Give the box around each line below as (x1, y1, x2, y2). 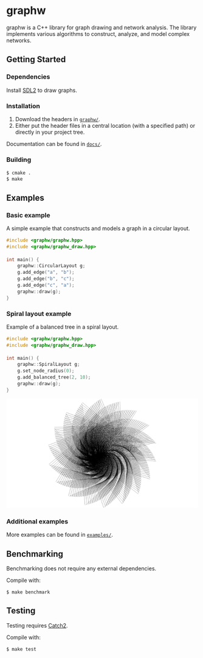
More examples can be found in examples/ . (6, 531, 114, 539)
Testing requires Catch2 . (6, 621, 68, 629)
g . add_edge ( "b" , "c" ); (17, 276, 75, 282)
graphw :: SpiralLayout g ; (17, 362, 80, 368)
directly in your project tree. (15, 128, 85, 136)
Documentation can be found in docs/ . (6, 140, 102, 147)
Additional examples (6, 517, 69, 525)
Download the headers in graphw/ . (15, 115, 100, 122)
